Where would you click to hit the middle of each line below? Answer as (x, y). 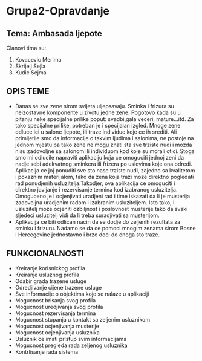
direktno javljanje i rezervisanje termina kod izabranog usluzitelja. (96, 189)
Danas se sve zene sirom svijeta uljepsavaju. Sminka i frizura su (94, 106)
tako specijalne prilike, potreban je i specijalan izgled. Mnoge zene (98, 125)
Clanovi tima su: (26, 48)
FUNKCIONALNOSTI (45, 254)
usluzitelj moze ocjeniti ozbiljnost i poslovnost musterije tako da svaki (101, 209)
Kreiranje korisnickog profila (50, 268)
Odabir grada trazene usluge (51, 281)
